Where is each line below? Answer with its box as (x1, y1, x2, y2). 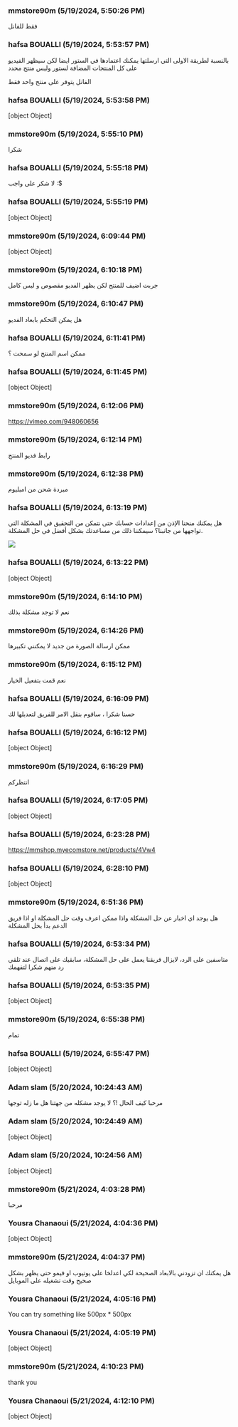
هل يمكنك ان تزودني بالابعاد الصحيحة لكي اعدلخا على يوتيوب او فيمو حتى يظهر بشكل (8, 1268, 232, 1277)
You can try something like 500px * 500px (8, 1309, 132, 1318)
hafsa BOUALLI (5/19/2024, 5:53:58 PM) (8, 95, 150, 105)
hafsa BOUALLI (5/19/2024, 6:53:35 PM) (8, 980, 151, 990)
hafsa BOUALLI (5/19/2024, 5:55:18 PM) (8, 163, 148, 173)
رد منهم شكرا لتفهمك (8, 962, 65, 971)
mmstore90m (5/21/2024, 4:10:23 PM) (8, 1361, 144, 1371)
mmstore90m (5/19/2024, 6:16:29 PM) (8, 762, 144, 772)
